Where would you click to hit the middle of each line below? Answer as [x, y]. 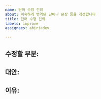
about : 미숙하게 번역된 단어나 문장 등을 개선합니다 [50, 14]
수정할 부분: [22, 54]
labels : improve [22, 24]
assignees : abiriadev [27, 28]
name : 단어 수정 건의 [24, 10]
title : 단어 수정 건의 [25, 19]
